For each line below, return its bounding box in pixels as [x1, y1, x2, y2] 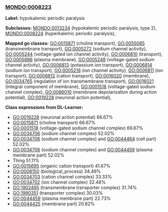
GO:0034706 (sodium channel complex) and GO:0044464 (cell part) [12, 136, 157, 142]
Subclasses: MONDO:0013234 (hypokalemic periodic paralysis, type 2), [5, 25, 157, 31]
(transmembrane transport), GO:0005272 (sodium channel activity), [5, 46, 147, 52]
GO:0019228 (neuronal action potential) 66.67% [12, 114, 113, 120]
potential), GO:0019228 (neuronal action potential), [5, 94, 112, 100]
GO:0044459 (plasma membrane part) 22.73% [12, 195, 111, 202]
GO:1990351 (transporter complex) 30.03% [12, 190, 103, 196]
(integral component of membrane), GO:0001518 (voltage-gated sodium [5, 84, 156, 90]
